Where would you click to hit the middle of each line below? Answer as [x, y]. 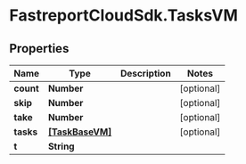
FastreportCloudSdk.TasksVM [123, 16]
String [61, 146]
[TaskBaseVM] [80, 132]
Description [145, 74]
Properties [39, 49]
